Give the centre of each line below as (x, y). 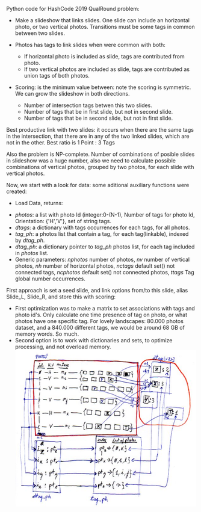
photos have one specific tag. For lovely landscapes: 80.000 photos (99, 321)
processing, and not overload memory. (63, 347)
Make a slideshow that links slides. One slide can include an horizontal (102, 20)
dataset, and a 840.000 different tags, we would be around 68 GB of (100, 328)
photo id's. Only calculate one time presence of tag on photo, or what (101, 315)
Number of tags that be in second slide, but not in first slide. (98, 118)
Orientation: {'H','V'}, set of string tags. (63, 221)
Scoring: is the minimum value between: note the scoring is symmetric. (103, 87)
